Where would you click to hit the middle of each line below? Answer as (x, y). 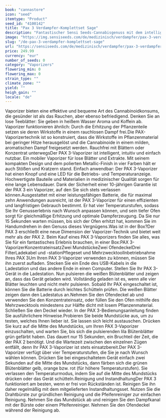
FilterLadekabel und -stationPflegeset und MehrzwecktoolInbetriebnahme (80, 253)
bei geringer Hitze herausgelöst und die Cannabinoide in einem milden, (77, 143)
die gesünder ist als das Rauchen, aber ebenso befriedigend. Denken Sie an (83, 116)
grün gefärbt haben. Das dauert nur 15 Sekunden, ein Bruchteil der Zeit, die (82, 337)
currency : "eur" (22, 56)
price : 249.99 (20, 51)
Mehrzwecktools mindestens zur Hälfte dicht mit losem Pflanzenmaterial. (80, 305)
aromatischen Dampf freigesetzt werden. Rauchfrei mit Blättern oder (75, 148)
